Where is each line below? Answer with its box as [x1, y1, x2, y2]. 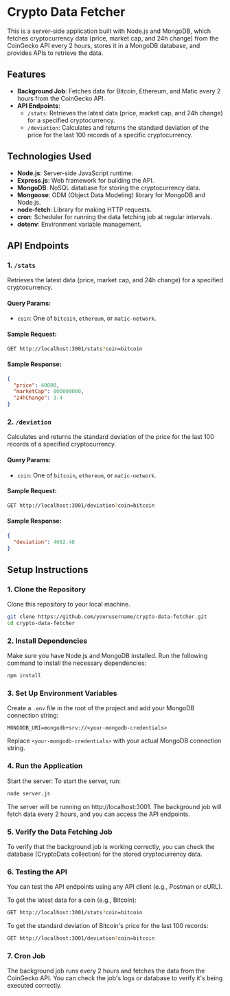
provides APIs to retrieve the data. [7, 49, 104, 57]
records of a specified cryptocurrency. [7, 440, 117, 449]
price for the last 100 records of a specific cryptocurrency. [27, 131, 193, 139]
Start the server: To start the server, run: [7, 777, 122, 785]
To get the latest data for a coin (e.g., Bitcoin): [7, 896, 137, 904]
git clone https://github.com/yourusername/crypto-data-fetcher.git [7, 613, 207, 620]
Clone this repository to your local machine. [7, 600, 130, 609]
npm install [7, 672, 41, 679]
